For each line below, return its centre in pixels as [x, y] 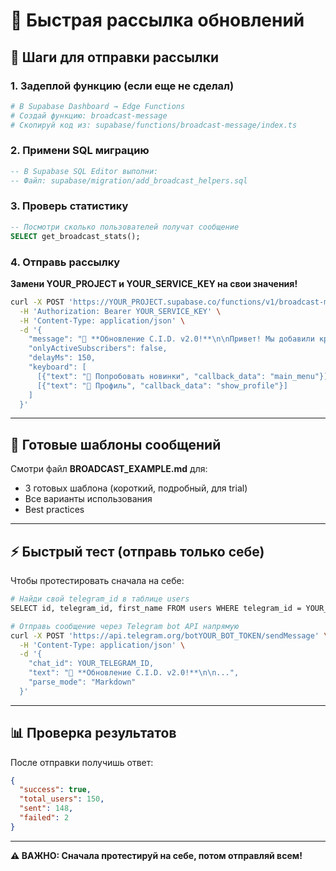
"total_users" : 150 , [62, 799]
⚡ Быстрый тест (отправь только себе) [137, 551]
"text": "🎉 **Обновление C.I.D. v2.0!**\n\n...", [134, 673]
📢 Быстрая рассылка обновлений [157, 20]
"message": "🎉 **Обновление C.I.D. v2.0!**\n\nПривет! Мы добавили [171, 339]
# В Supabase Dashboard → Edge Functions [98, 106]
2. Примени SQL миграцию [80, 151]
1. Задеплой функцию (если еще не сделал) [122, 86]
